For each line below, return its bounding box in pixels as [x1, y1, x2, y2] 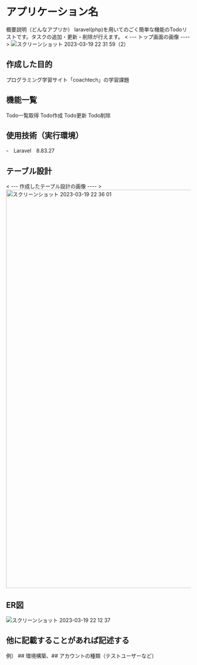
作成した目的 [6, 59, 53, 69]
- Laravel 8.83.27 [6, 147, 55, 155]
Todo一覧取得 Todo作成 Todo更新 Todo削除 [6, 112, 111, 119]
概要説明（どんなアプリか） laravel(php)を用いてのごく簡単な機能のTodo [6, 26, 182, 33]
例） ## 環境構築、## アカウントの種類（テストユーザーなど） [6, 652, 157, 659]
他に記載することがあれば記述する [6, 636, 130, 646]
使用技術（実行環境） [6, 130, 83, 140]
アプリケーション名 [6, 5, 98, 19]
